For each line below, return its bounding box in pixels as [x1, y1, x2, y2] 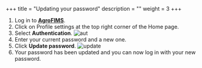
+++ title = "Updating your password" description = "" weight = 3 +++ [5, 5, 182, 12]
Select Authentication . [14, 29, 72, 37]
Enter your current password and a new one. [14, 36, 127, 43]
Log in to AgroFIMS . [14, 17, 66, 23]
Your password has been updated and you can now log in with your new [14, 49, 196, 56]
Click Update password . [14, 42, 77, 49]
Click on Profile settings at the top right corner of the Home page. [14, 23, 179, 30]
